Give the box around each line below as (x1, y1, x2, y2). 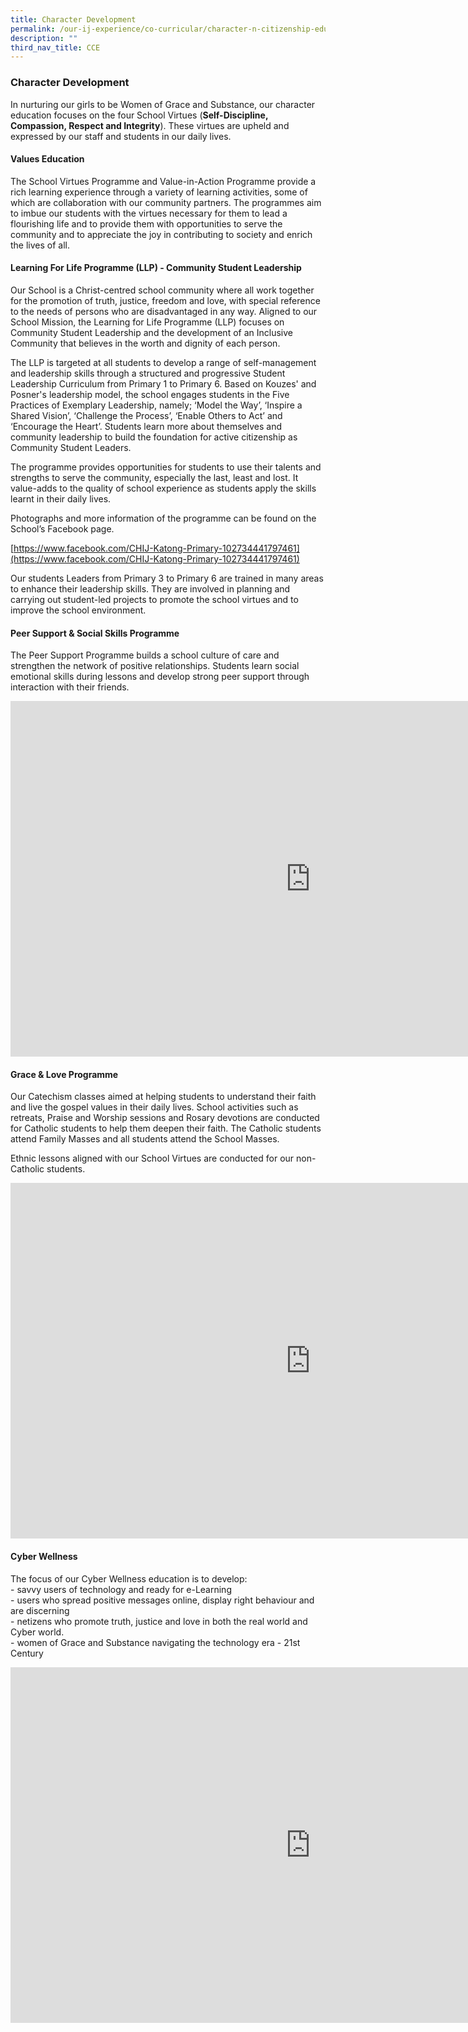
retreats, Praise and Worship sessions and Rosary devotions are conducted (10, 1112, 320, 1124)
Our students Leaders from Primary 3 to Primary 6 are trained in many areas (10, 572, 324, 584)
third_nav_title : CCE (10, 42, 101, 53)
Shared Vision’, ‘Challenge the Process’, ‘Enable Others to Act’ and (10, 409, 283, 421)
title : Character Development (10, 14, 137, 25)
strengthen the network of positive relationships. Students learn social (10, 660, 300, 672)
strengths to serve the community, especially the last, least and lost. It (10, 471, 299, 483)
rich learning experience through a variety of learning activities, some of (10, 186, 308, 198)
